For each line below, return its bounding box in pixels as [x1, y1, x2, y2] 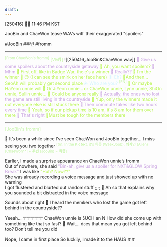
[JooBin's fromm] [5, 126, 41, 132]
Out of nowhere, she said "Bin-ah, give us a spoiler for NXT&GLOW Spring [5, 163, 158, 169]
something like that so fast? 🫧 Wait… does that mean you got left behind [5, 220, 153, 227]
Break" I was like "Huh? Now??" [5, 168, 71, 174]
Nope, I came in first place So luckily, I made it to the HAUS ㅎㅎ [5, 236, 136, 242]
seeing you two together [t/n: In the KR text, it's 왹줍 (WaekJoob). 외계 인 [5, 142, 136, 149]
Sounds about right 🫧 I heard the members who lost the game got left [5, 199, 147, 205]
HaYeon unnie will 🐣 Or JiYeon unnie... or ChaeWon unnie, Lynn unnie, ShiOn [5, 85, 162, 91]
